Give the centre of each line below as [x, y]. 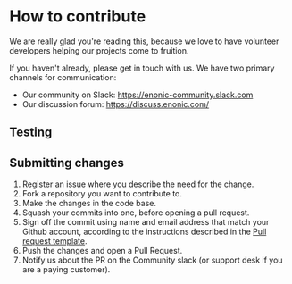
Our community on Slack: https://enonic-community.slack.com [138, 95]
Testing [31, 133]
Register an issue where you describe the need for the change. [138, 184]
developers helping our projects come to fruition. [99, 50]
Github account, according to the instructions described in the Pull [144, 232]
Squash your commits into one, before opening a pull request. [136, 213]
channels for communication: [63, 77]
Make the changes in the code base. [89, 204]
